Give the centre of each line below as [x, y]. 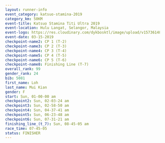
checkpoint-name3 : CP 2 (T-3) [36, 46]
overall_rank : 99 [23, 69]
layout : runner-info [26, 10]
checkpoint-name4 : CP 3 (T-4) [36, 51]
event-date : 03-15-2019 [29, 37]
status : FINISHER [23, 133]
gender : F [15, 92]
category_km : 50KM [24, 19]
